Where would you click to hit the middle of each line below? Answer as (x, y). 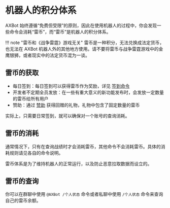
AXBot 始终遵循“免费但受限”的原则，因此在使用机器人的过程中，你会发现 (81, 25)
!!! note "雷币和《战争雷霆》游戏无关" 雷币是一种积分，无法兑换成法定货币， (85, 42)
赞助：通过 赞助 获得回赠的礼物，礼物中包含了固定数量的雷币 (76, 105)
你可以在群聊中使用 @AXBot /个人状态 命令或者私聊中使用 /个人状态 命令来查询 (84, 194)
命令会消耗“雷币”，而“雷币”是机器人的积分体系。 (60, 31)
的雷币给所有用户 (30, 98)
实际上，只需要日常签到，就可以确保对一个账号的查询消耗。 (67, 116)
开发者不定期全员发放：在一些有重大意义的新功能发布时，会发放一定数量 (88, 92)
